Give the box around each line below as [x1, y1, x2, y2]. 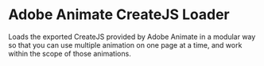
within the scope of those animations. [8, 49, 131, 58]
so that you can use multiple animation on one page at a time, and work [8, 40, 243, 49]
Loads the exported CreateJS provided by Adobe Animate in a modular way [8, 32, 256, 41]
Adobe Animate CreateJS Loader [8, 6, 230, 24]
